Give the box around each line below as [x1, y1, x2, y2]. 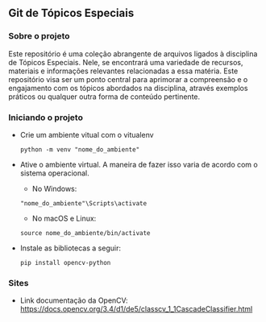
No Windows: [31, 184, 77, 193]
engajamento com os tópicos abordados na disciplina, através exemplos [8, 83, 248, 93]
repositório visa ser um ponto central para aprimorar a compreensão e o [8, 74, 248, 84]
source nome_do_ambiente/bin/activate [19, 229, 151, 237]
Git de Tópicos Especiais [8, 6, 135, 20]
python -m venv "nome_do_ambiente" [19, 145, 140, 154]
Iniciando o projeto [8, 112, 83, 123]
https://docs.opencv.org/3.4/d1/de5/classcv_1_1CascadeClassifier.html [19, 304, 253, 314]
